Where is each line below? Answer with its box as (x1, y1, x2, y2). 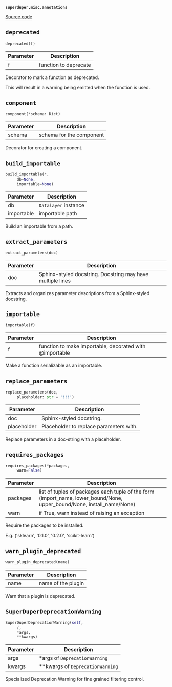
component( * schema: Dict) (5, 111, 60, 116)
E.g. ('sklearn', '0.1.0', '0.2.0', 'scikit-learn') (5, 533, 95, 539)
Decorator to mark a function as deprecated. (5, 74, 99, 81)
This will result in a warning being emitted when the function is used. (5, 84, 150, 90)
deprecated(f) (5, 41, 36, 46)
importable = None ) (16, 181, 54, 187)
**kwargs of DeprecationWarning (38, 663, 118, 670)
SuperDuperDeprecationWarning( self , (5, 620, 83, 625)
